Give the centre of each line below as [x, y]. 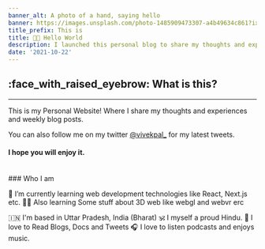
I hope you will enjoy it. [47, 153]
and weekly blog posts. [46, 119]
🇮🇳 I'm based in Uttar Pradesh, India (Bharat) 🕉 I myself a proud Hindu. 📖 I [131, 217]
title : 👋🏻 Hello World [45, 38]
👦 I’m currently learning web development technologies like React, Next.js [128, 194]
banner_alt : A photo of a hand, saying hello [84, 15]
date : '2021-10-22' [40, 52]
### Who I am [31, 179]
